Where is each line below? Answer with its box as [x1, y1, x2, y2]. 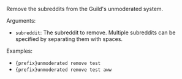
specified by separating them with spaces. [15, 36, 123, 42]
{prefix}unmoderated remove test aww [15, 67, 112, 73]
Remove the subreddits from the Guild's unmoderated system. [6, 6, 164, 12]
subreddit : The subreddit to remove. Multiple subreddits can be [15, 29, 176, 36]
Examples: [6, 47, 32, 55]
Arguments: [6, 17, 36, 24]
